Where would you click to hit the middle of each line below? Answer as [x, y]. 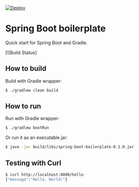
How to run [23, 107]
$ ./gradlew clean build [32, 90]
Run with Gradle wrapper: [32, 119]
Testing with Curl [33, 163]
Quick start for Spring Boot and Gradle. [47, 42]
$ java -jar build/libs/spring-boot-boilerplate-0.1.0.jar [70, 147]
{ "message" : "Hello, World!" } [36, 179]
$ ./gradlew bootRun [27, 128]
